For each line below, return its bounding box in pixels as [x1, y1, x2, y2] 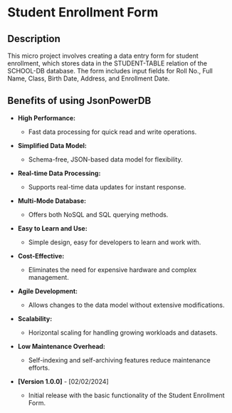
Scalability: [17, 314, 53, 323]
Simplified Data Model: [17, 141, 88, 150]
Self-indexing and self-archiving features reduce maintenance [28, 355, 211, 364]
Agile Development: [17, 286, 78, 296]
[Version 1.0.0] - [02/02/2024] [17, 377, 109, 385]
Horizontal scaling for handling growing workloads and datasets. [28, 328, 218, 337]
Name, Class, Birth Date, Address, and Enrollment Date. [7, 74, 170, 83]
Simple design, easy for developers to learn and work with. [28, 238, 201, 246]
